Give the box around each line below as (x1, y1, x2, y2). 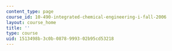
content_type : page (6, 8, 54, 15)
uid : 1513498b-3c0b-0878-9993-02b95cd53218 (6, 36, 114, 42)
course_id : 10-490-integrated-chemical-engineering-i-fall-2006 (6, 14, 167, 20)
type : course (6, 30, 38, 36)
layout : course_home (6, 19, 57, 25)
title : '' (6, 25, 31, 31)
